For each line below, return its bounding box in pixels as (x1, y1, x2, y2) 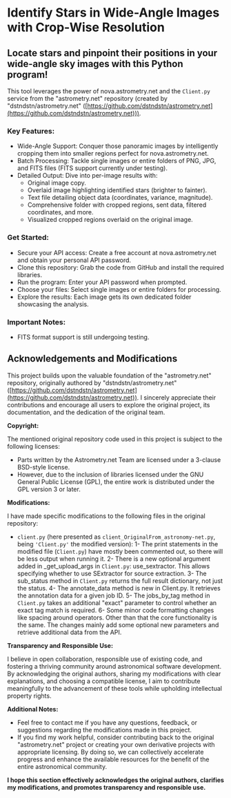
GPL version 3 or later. (17, 485, 81, 493)
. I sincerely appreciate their (137, 393, 217, 402)
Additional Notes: (7, 705, 59, 713)
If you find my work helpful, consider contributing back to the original (17, 733, 214, 741)
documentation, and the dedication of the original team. (7, 408, 165, 416)
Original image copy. (27, 178, 86, 187)
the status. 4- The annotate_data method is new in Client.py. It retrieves (17, 584, 221, 592)
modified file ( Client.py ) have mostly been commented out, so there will (17, 547, 223, 555)
